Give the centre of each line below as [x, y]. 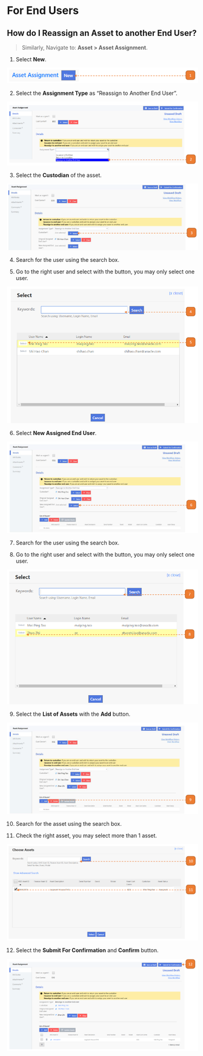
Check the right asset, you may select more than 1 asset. [86, 835]
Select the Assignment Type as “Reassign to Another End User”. [96, 93]
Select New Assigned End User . [56, 433]
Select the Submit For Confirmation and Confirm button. [87, 950]
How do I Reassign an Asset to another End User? [102, 33]
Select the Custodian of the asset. [58, 175]
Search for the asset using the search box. [68, 824]
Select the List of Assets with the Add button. [73, 714]
